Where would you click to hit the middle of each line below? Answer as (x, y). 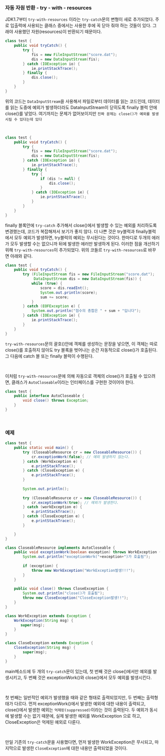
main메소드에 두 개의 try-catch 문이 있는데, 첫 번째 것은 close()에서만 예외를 (79, 671)
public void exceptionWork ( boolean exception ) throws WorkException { (88, 552)
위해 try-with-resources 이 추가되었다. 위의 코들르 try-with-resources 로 (76, 250)
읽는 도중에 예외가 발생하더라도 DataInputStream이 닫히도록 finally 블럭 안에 (83, 107)
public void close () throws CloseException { (61, 589)
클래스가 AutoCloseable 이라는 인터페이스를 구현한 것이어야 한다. (73, 382)
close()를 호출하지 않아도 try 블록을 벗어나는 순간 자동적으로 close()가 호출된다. (82, 350)
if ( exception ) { (40, 566)
